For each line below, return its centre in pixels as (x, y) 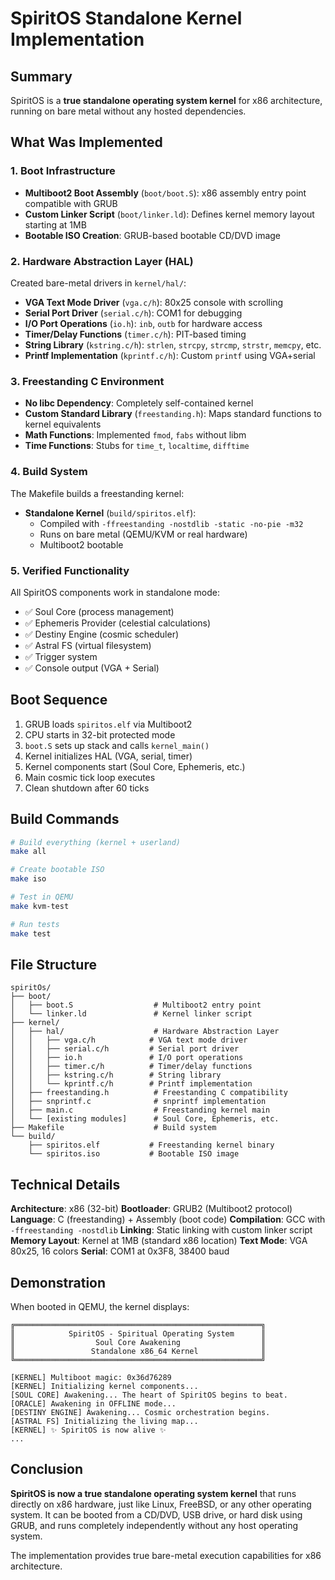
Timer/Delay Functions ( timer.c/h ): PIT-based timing (135, 334)
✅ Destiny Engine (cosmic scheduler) (102, 634)
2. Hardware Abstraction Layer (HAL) (102, 261)
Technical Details (65, 1184)
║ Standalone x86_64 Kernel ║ (138, 1351)
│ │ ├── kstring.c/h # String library (116, 1075)
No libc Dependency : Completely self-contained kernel (139, 403)
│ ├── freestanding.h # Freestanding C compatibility (149, 1093)
